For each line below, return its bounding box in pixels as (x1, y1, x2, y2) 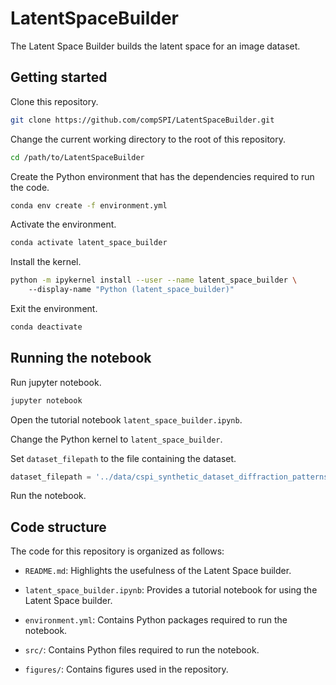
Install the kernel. (10, 256, 82, 268)
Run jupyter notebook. (10, 376, 102, 388)
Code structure (10, 518, 107, 536)
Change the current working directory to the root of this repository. (10, 133, 287, 145)
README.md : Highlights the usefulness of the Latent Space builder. (24, 565, 292, 577)
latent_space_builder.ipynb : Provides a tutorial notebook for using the (24, 584, 318, 596)
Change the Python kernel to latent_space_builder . (10, 433, 223, 445)
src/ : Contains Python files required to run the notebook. (24, 644, 260, 656)
